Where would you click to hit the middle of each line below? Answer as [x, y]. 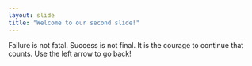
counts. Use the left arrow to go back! [70, 53]
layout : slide [32, 15]
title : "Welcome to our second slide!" [74, 23]
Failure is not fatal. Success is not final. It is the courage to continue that [126, 45]
